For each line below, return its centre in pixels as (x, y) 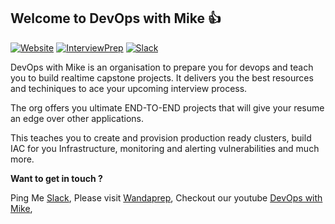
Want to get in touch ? (56, 178)
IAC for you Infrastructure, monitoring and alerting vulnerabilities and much (165, 148)
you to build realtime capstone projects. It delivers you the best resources (162, 77)
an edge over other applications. (77, 118)
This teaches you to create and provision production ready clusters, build (161, 137)
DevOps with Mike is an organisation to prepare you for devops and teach (162, 67)
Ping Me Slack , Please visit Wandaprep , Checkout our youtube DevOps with (166, 197)
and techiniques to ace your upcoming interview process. (129, 88)
